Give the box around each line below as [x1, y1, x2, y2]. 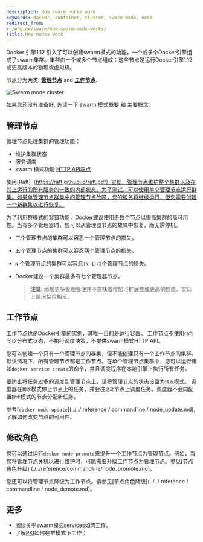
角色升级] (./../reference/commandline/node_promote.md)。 [6, 465, 155, 472]
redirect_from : [6, 20, 45, 26]
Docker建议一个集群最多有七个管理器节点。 [14, 272, 124, 279]
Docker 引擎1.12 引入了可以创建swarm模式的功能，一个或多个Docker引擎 [6, 49, 187, 56]
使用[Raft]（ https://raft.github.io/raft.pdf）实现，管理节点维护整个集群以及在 [6, 178, 196, 185]
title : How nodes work [6, 31, 63, 37]
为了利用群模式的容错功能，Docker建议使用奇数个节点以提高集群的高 [6, 214, 178, 221]
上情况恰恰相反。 [30, 293, 73, 300]
